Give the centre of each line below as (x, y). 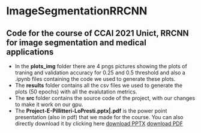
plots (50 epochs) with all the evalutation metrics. (76, 92)
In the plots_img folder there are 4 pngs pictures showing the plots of (101, 66)
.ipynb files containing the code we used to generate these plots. (95, 79)
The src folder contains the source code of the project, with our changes (105, 98)
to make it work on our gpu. (49, 104)
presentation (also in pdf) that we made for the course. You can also (99, 117)
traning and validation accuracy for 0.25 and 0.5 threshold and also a (100, 72)
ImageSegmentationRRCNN (77, 11)
